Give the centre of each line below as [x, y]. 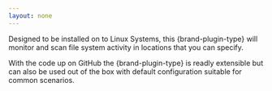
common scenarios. [41, 80]
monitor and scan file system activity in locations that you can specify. [126, 47]
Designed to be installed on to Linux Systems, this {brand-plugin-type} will [133, 39]
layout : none [30, 16]
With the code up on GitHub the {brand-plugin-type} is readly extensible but [136, 63]
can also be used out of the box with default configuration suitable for [125, 71]
